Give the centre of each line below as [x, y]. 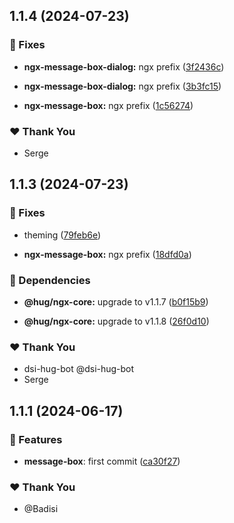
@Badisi [41, 509]
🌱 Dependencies [50, 280]
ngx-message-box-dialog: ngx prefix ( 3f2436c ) [124, 66]
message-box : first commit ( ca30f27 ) [102, 461]
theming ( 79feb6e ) [62, 235]
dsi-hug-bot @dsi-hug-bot [79, 369]
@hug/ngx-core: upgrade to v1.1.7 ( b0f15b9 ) [116, 301]
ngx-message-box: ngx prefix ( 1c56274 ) [108, 105]
